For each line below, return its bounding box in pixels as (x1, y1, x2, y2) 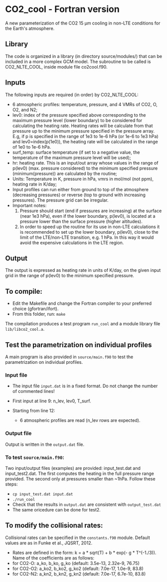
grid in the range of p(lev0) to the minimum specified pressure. (5, 273, 135, 279)
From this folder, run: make (12, 311, 66, 317)
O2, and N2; (12, 107, 37, 113)
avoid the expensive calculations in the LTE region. (19, 239, 124, 246)
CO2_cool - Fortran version (5, 4, 120, 15)
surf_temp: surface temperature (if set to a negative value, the (12, 149, 140, 155)
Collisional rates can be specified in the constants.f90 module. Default (5, 534, 151, 540)
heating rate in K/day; (12, 181, 57, 187)
